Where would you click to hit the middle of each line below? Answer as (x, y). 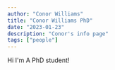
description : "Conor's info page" (58, 34)
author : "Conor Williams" (45, 14)
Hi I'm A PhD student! (38, 60)
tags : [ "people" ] (33, 40)
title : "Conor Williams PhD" (50, 21)
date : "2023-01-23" (36, 27)
